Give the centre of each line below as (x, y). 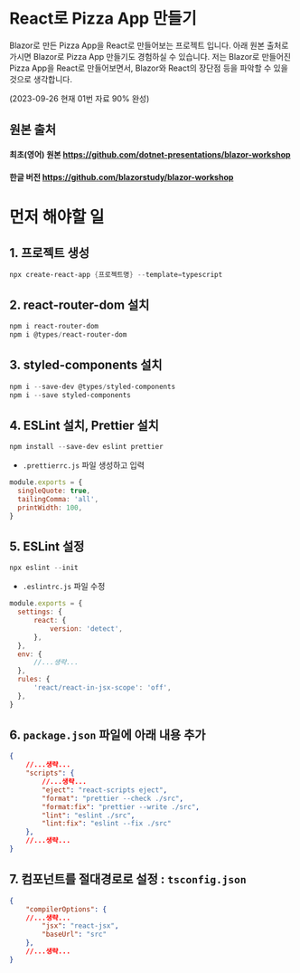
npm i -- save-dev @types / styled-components (93, 386)
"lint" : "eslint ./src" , (89, 816)
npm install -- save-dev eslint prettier (87, 447)
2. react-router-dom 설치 (80, 305)
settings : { (40, 612)
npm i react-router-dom (54, 327)
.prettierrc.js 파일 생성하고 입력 (83, 465)
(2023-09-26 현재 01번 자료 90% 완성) (80, 98)
